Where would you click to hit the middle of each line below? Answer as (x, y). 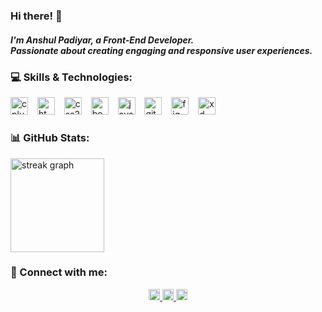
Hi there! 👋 (36, 16)
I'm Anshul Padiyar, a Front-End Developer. (102, 40)
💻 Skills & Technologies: (71, 77)
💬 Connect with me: (59, 272)
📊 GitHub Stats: (50, 138)
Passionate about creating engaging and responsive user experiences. (161, 50)
